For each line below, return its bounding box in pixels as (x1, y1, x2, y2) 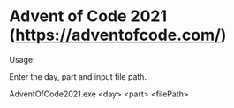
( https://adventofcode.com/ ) (9, 25, 227, 45)
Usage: (9, 54, 35, 65)
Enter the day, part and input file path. (9, 71, 147, 81)
